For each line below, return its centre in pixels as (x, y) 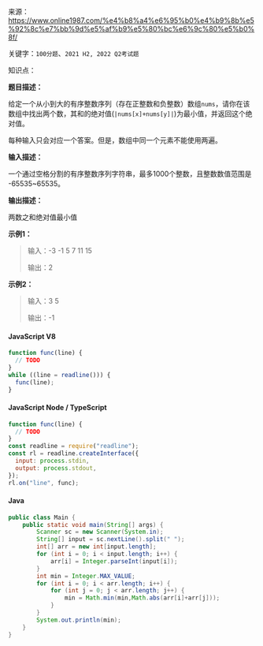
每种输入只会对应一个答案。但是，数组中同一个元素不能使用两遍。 (115, 140)
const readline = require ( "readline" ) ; (74, 446)
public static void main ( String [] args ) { (93, 525)
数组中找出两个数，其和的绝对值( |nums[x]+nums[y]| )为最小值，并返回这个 (127, 114)
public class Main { (42, 517)
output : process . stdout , (56, 468)
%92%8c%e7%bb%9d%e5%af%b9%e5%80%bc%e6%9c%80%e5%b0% (131, 29)
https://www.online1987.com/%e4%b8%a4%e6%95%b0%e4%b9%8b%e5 (131, 21)
